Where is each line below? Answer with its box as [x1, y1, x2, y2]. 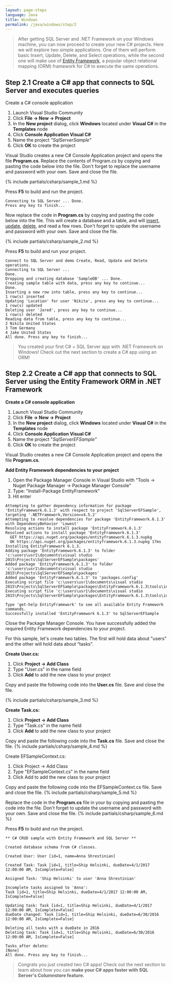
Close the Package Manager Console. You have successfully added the [5, 620, 156, 626]
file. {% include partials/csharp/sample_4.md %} [5, 743, 107, 749]
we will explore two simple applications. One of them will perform [17, 47, 156, 53]
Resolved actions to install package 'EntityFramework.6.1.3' [5, 530, 141, 535]
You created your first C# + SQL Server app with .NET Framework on [17, 343, 163, 350]
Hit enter [12, 493, 32, 499]
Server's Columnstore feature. [17, 972, 84, 978]
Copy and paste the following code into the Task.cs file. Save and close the [5, 738, 165, 744]
